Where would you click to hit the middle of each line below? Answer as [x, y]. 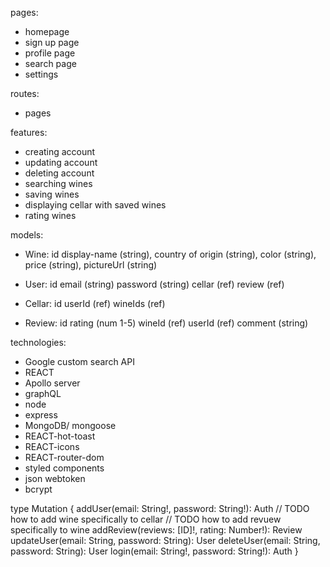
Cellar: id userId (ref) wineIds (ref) [95, 303]
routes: [25, 93]
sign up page [52, 42]
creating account [60, 151]
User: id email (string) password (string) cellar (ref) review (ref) [154, 284]
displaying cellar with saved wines [95, 205]
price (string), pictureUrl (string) [91, 265]
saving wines [52, 194]
